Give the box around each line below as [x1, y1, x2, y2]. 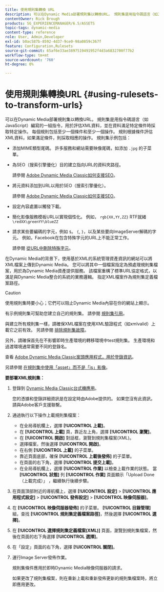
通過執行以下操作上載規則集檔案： [12, 412, 81, 418]
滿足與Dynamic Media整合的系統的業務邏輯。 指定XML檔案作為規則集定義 [5, 274, 154, 280]
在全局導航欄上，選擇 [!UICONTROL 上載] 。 [19, 423, 108, 429]
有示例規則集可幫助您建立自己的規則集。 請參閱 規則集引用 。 [5, 310, 127, 316]
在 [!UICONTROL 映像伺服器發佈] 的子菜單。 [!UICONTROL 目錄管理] [12, 505, 151, 511]
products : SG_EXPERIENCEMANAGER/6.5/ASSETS [5, 21, 95, 26]
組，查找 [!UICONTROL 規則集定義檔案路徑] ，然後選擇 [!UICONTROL [12, 511, 151, 517]
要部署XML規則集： [5, 375, 45, 381]
